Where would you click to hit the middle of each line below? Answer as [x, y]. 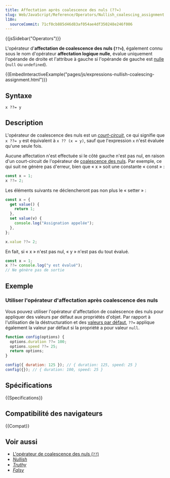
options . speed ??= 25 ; [34, 346]
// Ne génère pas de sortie [35, 270]
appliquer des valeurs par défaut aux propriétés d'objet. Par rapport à [78, 317]
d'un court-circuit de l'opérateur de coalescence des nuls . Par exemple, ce [83, 161]
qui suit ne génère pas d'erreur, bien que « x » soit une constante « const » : [85, 166]
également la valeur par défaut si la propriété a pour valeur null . [73, 327]
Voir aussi [21, 442]
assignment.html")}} [26, 80]
